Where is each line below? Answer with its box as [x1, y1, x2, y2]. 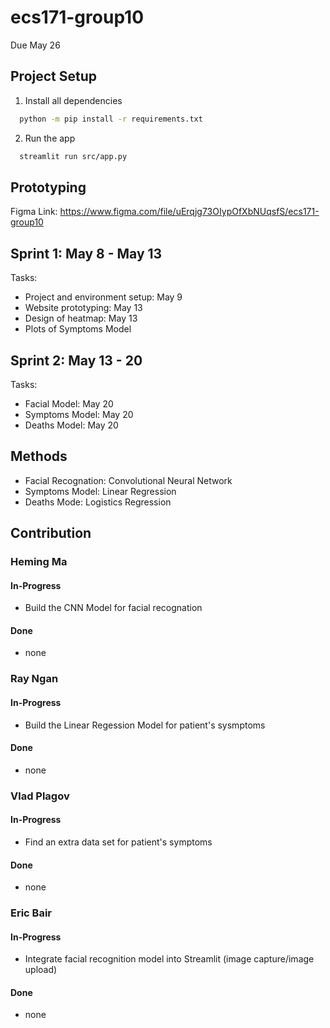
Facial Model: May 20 [24, 397, 114, 410]
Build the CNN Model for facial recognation [24, 602, 203, 614]
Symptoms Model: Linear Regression [24, 485, 177, 497]
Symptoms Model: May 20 [24, 408, 134, 420]
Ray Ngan [10, 672, 59, 686]
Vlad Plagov [10, 789, 70, 803]
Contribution [10, 525, 92, 542]
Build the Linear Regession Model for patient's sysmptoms [24, 719, 266, 731]
